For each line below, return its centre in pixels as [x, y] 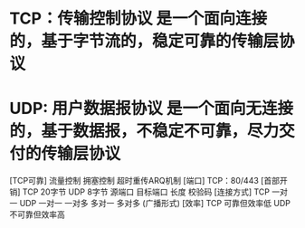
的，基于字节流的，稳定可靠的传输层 [144, 41]
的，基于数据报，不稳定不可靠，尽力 [144, 131]
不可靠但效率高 [37, 214]
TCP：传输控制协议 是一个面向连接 [138, 19]
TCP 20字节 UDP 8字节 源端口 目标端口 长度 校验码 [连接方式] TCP [146, 192]
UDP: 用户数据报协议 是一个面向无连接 [152, 109]
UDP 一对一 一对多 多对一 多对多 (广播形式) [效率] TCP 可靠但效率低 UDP [155, 204]
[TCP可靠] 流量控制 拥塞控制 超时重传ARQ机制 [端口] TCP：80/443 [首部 [145, 181]
